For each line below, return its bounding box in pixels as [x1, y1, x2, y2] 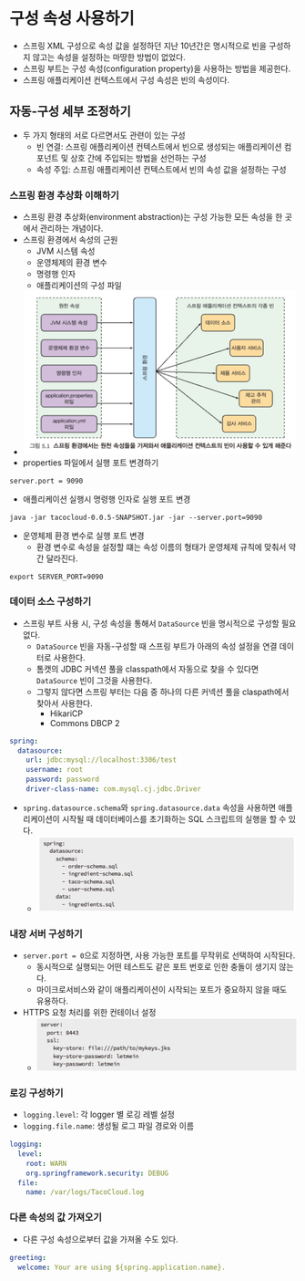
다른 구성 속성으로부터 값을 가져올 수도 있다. [22, 1234, 179, 1245]
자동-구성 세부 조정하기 [9, 104, 131, 120]
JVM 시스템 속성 [36, 245, 96, 256]
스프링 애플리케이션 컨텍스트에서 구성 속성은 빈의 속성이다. [22, 74, 230, 85]
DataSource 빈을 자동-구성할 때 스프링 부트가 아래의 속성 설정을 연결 [36, 640, 278, 651]
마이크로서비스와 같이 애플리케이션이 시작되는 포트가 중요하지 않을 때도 [36, 984, 288, 995]
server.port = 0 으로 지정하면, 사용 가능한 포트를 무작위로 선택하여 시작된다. [22, 950, 296, 961]
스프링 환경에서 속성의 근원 [22, 234, 118, 245]
